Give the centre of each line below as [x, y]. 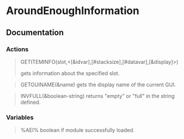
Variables [20, 117]
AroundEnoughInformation [73, 11]
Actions [18, 49]
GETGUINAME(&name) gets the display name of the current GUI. [98, 84]
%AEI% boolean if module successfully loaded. [77, 130]
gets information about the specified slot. [70, 73]
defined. [30, 102]
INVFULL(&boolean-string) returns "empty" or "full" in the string [98, 96]
